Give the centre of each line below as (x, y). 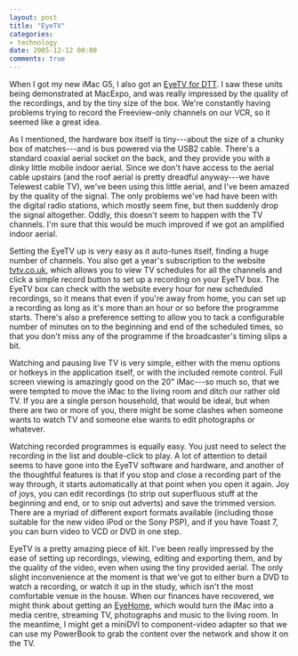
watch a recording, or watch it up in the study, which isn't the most (131, 587)
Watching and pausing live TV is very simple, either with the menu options (145, 363)
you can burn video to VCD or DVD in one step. (96, 531)
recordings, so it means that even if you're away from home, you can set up (148, 298)
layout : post (33, 17)
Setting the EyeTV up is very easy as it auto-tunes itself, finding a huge (139, 251)
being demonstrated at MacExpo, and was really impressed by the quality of (149, 93)
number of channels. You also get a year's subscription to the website (137, 260)
